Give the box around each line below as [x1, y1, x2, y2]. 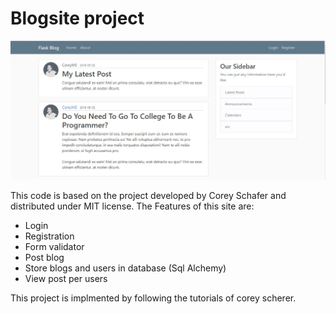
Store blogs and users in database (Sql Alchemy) [24, 262, 227, 274]
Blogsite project [10, 7, 145, 30]
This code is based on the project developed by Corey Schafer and [10, 189, 287, 201]
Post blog [24, 251, 65, 263]
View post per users [24, 272, 108, 284]
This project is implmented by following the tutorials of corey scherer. [10, 292, 297, 304]
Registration [24, 230, 75, 242]
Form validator [24, 240, 85, 252]
